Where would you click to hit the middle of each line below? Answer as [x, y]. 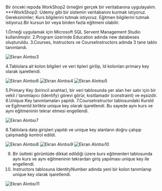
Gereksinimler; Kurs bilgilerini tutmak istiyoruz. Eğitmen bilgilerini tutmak [77, 17]
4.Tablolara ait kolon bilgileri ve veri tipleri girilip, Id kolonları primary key [77, 66]
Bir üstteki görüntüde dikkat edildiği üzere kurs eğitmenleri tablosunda [82, 154]
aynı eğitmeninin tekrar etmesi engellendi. [47, 111]
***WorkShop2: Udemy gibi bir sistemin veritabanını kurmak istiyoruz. [76, 12]
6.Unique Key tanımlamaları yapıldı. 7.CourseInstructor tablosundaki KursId [80, 101]
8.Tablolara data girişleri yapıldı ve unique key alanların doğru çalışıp [74, 130]
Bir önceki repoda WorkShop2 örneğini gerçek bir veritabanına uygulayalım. [81, 7]
